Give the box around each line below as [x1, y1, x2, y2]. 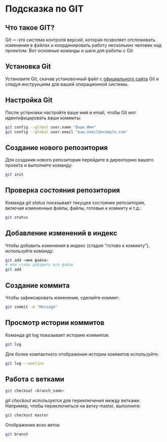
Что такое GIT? [5, 23, 55, 32]
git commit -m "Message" [5, 304, 58, 309]
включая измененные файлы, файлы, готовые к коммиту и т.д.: [5, 205, 142, 211]
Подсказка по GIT [5, 3, 84, 15]
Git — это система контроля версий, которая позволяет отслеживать [5, 37, 156, 43]
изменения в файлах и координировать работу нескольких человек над [5, 42, 162, 48]
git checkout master [5, 413, 49, 418]
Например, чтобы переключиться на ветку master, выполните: [5, 403, 141, 409]
